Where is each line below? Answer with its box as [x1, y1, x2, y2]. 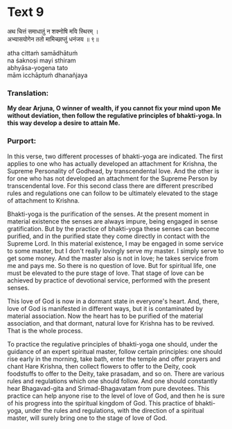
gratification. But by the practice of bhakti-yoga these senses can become [7, 224, 220, 233]
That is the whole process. [7, 326, 83, 335]
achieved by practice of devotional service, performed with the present [7, 276, 211, 285]
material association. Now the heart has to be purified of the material [7, 312, 204, 320]
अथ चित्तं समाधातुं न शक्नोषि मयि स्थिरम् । [7, 27, 99, 35]
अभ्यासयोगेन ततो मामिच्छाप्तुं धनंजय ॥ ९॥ [7, 35, 99, 43]
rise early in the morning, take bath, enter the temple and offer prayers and [7, 355, 221, 363]
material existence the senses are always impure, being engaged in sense [7, 217, 218, 226]
